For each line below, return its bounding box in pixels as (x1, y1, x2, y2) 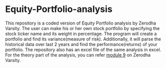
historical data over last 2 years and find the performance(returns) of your (5, 41, 157, 47)
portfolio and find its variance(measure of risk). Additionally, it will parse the (5, 36, 161, 42)
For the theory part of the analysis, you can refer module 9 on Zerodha (5, 51, 151, 58)
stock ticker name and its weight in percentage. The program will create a (5, 30, 157, 36)
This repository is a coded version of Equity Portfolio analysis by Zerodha (5, 20, 156, 26)
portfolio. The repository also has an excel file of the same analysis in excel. (5, 46, 161, 52)
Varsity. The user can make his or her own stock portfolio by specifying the (5, 25, 160, 31)
